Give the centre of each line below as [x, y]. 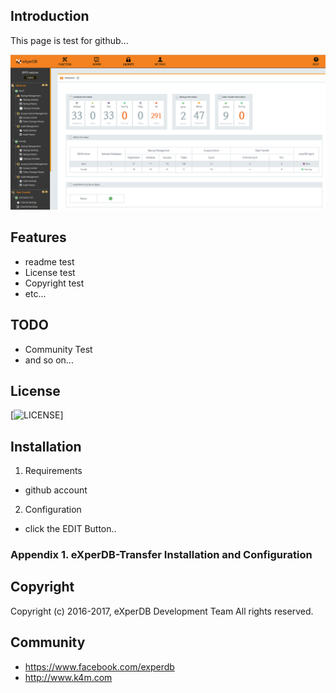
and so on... [49, 360]
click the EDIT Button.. [70, 529]
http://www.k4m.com [68, 677]
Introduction [50, 16]
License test [50, 272]
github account [56, 490]
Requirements [53, 471]
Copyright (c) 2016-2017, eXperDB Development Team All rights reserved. [162, 611]
